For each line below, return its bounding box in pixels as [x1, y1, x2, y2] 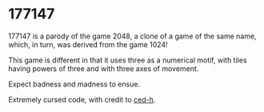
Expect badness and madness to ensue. [8, 79, 141, 89]
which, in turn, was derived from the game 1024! [8, 39, 168, 49]
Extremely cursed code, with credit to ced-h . [8, 94, 156, 104]
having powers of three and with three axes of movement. [8, 63, 199, 73]
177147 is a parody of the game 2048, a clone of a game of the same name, [8, 31, 258, 41]
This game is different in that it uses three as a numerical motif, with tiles [8, 55, 247, 65]
